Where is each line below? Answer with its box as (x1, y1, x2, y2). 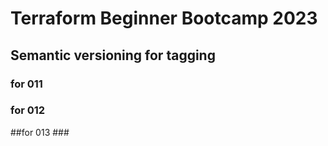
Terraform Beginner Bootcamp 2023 (10, 7, 318, 30)
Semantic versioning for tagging (10, 47, 216, 64)
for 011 (10, 77, 43, 91)
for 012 (10, 103, 46, 117)
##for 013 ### (10, 126, 70, 138)
